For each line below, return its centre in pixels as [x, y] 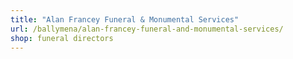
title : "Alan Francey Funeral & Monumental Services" [125, 19]
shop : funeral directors [62, 38]
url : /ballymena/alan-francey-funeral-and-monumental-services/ [147, 29]
